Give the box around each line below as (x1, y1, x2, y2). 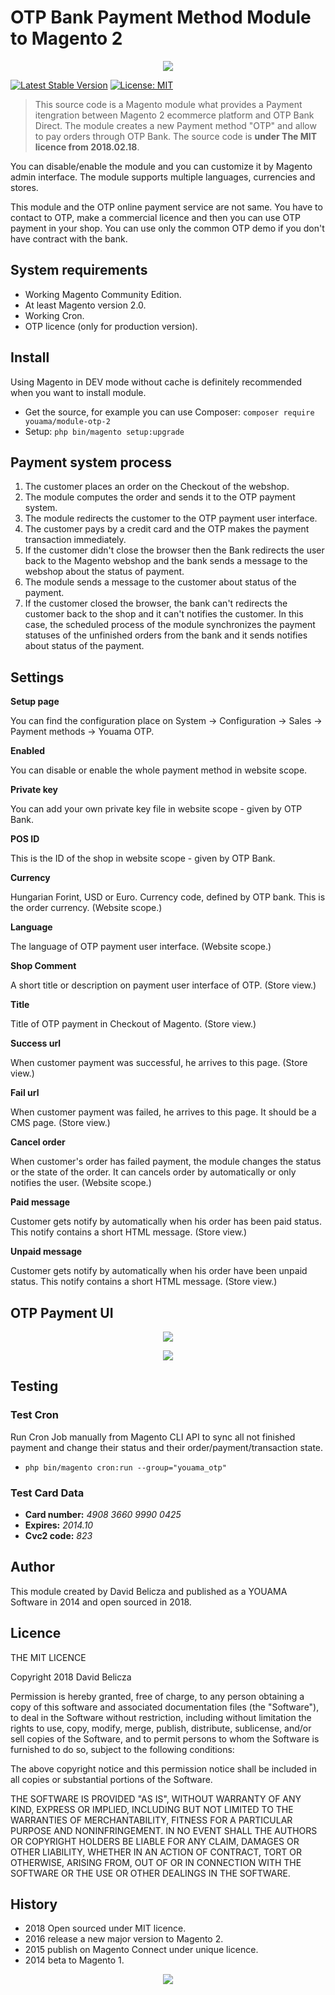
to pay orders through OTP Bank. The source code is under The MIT (34, 130, 318, 142)
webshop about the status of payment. (24, 566, 185, 578)
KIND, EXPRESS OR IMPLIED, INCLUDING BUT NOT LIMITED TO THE (10, 1803, 294, 1815)
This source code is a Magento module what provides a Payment (34, 98, 303, 110)
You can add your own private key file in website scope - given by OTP (10, 803, 303, 815)
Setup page (10, 696, 60, 708)
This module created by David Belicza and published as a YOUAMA (10, 1585, 288, 1597)
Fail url (10, 1087, 40, 1099)
